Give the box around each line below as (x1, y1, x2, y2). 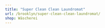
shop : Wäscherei (5, 16, 38, 20)
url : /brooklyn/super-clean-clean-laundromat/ (5, 11, 101, 16)
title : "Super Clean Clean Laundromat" (5, 7, 86, 12)
